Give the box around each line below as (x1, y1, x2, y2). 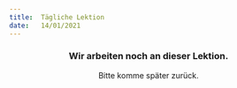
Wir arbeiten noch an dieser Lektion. (68, 50, 229, 62)
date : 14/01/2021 (9, 21, 81, 30)
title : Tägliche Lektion (9, 12, 104, 22)
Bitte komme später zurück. (98, 70, 199, 80)
